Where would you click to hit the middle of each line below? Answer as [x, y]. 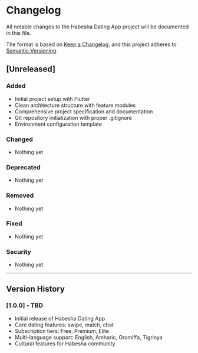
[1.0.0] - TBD [24, 306]
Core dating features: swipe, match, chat [64, 325]
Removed [20, 195]
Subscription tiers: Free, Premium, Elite [62, 331]
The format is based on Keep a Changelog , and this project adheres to [91, 44]
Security [19, 251]
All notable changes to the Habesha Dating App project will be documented [98, 27]
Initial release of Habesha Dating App [60, 318]
